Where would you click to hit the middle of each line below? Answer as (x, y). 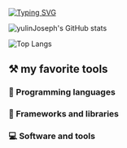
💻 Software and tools (52, 136)
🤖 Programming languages (62, 92)
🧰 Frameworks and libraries (64, 114)
